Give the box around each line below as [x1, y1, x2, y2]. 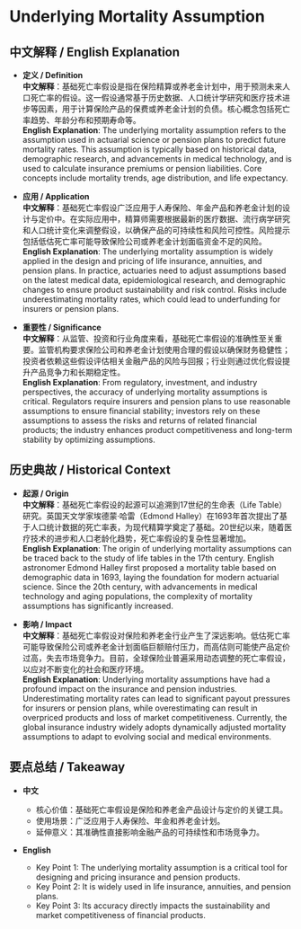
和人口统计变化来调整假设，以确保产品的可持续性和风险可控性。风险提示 [22, 225, 290, 235]
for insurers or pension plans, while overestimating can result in [22, 703, 258, 713]
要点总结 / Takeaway [9, 759, 126, 774]
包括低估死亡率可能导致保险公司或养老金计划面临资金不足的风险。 [22, 236, 267, 246]
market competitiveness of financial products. [35, 909, 207, 920]
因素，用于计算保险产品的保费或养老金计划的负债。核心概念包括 [38, 103, 275, 114]
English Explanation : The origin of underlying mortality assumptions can [22, 543, 292, 553]
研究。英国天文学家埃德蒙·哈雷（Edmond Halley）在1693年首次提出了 [22, 510, 280, 521]
